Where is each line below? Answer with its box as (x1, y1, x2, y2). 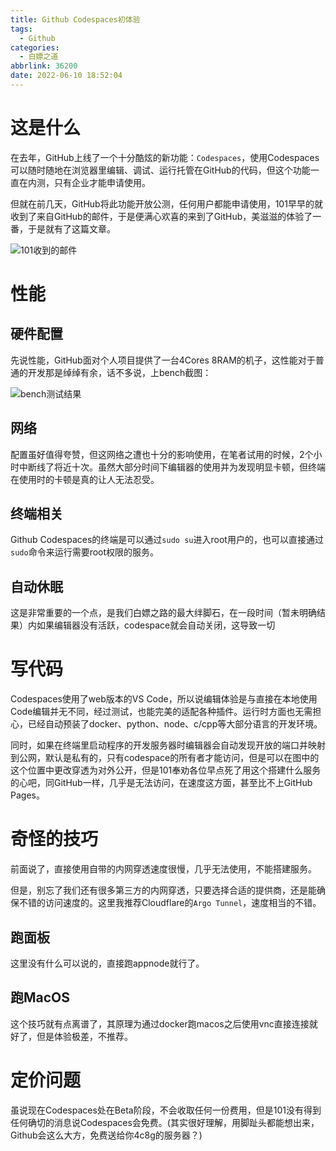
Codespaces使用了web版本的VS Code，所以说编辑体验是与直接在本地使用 (10, 693, 318, 705)
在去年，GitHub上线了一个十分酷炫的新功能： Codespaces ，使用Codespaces (10, 151, 320, 163)
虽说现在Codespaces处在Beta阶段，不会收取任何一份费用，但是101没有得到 (10, 1104, 322, 1116)
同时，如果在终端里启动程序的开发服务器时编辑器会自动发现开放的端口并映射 (10, 739, 326, 751)
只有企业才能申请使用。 (53, 176, 151, 188)
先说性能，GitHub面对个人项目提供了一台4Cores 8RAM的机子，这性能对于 (10, 354, 316, 366)
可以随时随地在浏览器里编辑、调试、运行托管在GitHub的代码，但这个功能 (10, 164, 311, 176)
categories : (10, 42, 60, 53)
